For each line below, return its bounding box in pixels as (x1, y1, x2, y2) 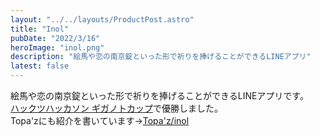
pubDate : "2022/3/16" (10, 33, 101, 43)
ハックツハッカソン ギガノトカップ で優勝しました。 (10, 102, 223, 114)
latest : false (10, 61, 70, 71)
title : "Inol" (10, 24, 70, 34)
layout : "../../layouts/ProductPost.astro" (10, 14, 195, 25)
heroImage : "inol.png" (10, 42, 105, 53)
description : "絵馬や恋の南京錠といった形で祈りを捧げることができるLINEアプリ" (10, 52, 312, 62)
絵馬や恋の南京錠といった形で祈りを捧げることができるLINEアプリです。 (10, 90, 309, 101)
